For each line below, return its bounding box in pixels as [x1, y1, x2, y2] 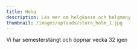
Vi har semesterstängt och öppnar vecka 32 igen [6, 36, 128, 44]
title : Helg [6, 8, 36, 15]
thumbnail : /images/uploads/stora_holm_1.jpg [6, 20, 123, 26]
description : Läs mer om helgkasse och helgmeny [6, 14, 131, 20]
